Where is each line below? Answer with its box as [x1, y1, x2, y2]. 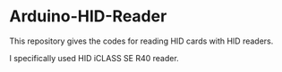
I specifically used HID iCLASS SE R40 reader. [9, 52, 179, 63]
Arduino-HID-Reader [9, 6, 167, 27]
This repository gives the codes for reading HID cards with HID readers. [9, 36, 274, 46]
